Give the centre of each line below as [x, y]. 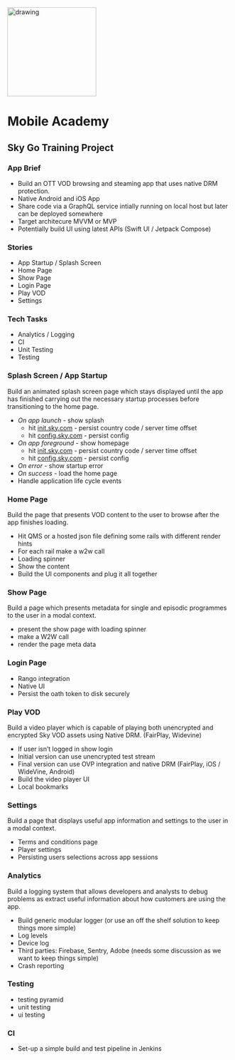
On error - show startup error [60, 465]
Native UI [31, 686]
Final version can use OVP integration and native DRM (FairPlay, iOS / [119, 764]
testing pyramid [40, 999]
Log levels [33, 935]
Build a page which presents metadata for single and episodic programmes [117, 608]
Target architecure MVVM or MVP [67, 221]
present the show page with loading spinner [82, 629]
